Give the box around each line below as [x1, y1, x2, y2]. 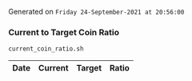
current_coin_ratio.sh [8, 45, 84, 53]
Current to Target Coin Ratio [8, 26, 120, 38]
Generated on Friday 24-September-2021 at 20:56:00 [8, 7, 185, 16]
